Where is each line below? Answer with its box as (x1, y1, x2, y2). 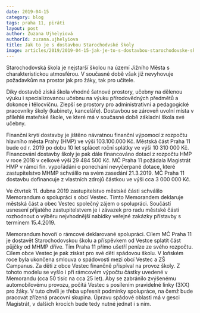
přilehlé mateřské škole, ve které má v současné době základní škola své (6, 113, 185, 120)
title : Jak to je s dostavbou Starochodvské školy (6, 42, 135, 48)
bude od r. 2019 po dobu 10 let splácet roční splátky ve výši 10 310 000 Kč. (6, 144, 189, 151)
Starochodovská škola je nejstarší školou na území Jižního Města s (6, 64, 170, 71)
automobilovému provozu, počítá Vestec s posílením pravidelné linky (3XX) (6, 281, 190, 288)
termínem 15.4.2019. (6, 219, 56, 226)
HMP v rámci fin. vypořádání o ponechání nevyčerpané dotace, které (6, 163, 176, 170)
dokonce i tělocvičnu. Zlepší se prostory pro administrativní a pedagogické (6, 101, 189, 108)
